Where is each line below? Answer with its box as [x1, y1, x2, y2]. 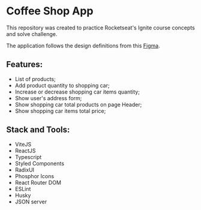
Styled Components [14, 160, 65, 167]
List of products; [14, 75, 56, 82]
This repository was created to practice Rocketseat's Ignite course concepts [6, 24, 195, 31]
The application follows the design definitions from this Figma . [6, 42, 160, 49]
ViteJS [14, 140, 32, 148]
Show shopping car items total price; [14, 107, 106, 115]
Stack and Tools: [6, 125, 70, 135]
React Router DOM [14, 179, 62, 186]
